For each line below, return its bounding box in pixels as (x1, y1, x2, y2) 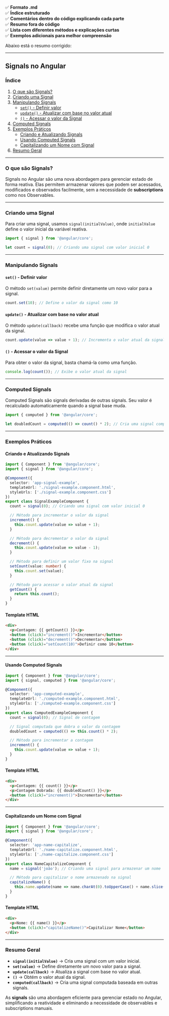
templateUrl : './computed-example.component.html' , (10, 696, 121, 701)
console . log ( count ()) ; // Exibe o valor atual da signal (5, 370, 127, 375)
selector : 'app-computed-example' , (10, 692, 84, 697)
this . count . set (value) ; (14, 568, 64, 573)
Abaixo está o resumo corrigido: (5, 43, 72, 48)
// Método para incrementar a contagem (10, 738, 94, 743)
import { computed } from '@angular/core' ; (5, 412, 98, 417)
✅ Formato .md (5, 5, 38, 10)
